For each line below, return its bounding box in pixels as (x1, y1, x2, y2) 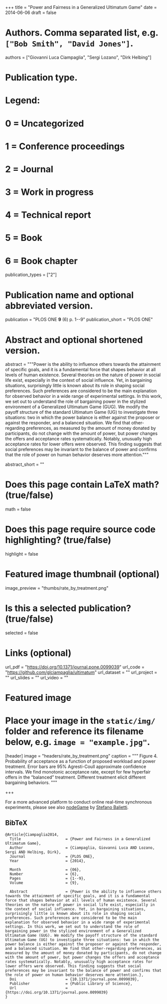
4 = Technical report (5, 209, 91, 221)
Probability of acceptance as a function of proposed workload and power (5, 759, 156, 765)
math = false (5, 506, 31, 513)
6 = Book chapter (5, 255, 78, 267)
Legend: (5, 95, 40, 106)
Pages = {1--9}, (9, 876, 86, 881)
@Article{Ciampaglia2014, (5, 832, 59, 837)
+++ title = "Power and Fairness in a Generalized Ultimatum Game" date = (5, 5, 157, 10)
